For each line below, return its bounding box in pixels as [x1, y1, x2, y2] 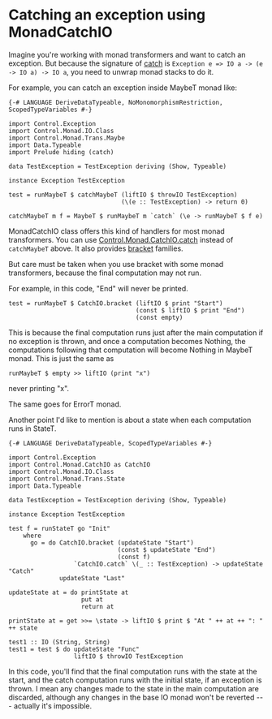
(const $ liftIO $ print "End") [135, 306, 245, 314]
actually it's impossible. [13, 700, 93, 711]
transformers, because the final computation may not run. [8, 268, 201, 278]
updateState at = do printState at [8, 588, 129, 596]
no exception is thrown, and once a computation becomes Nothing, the [8, 336, 246, 346]
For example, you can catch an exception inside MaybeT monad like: [8, 83, 238, 93]
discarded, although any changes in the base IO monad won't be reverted [8, 692, 255, 702]
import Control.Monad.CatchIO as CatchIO [8, 460, 151, 468]
